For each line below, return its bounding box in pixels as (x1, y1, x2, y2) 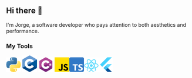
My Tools (6, 42, 33, 50)
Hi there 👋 (6, 6, 43, 16)
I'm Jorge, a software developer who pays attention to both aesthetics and (6, 21, 187, 28)
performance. (6, 27, 39, 34)
